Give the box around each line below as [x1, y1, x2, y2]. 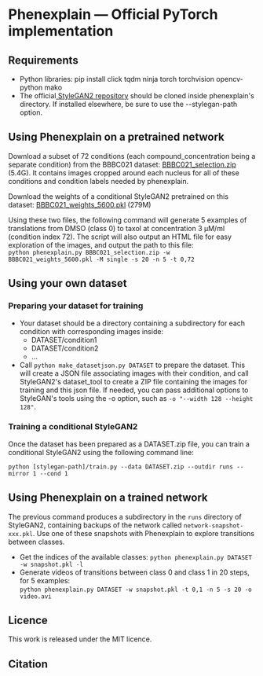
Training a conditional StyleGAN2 [8, 421, 138, 432]
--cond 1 [39, 469, 68, 477]
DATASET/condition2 [31, 344, 99, 353]
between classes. [8, 537, 65, 546]
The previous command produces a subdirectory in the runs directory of [8, 512, 242, 521]
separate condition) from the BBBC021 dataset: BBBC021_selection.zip [8, 160, 237, 169]
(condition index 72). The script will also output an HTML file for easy [8, 232, 232, 241]
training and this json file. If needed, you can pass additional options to [19, 385, 249, 395]
